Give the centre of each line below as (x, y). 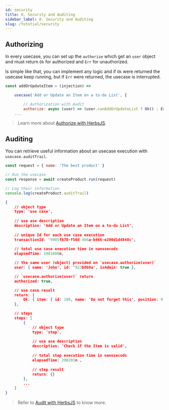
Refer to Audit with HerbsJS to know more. (62, 402)
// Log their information (32, 188)
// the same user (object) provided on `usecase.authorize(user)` (85, 263)
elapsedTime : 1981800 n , (39, 254)
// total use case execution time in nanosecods (66, 249)
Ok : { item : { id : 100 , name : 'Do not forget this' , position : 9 (93, 300)
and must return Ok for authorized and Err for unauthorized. (67, 62)
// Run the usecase (26, 175)
